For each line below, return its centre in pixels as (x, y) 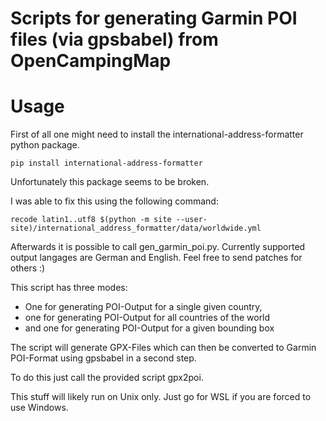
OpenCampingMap (91, 61)
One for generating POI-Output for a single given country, (143, 307)
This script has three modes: (69, 288)
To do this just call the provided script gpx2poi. (107, 378)
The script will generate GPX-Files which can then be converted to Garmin (163, 348)
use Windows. (39, 408)
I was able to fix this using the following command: (114, 201)
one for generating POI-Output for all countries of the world (147, 318)
